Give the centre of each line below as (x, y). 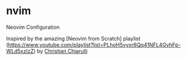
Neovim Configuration (33, 27)
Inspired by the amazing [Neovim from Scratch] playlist (73, 38)
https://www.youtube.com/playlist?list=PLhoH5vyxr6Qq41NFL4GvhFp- (94, 45)
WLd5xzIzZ (20, 51)
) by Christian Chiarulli (60, 51)
